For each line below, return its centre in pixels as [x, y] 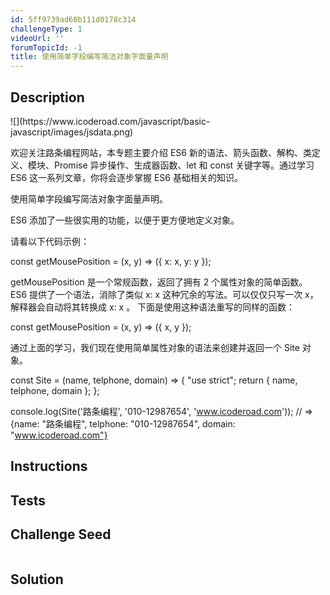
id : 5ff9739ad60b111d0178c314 [73, 19]
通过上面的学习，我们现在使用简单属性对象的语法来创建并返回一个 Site [155, 347]
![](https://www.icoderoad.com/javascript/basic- [110, 121]
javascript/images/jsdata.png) [72, 132]
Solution [37, 579]
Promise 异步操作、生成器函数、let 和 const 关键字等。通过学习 [184, 165]
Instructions [49, 466]
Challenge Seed [61, 534]
